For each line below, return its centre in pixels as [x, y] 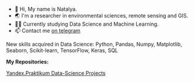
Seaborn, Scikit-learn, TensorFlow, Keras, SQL [62, 50]
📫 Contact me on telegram [47, 30]
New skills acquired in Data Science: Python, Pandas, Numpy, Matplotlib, [94, 44]
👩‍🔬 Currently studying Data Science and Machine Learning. [86, 24]
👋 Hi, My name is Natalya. [46, 9]
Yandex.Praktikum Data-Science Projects [56, 73]
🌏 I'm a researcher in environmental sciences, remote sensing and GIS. [101, 16]
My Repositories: [27, 62]
